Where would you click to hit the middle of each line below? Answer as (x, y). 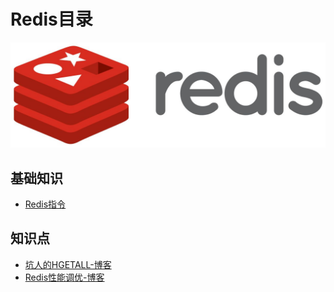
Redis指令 (45, 204)
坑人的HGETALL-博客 (68, 264)
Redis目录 (51, 19)
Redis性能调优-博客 (64, 277)
